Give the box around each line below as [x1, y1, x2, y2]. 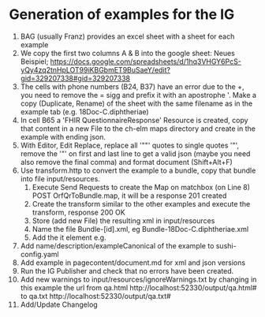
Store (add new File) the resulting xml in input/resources [32, 215, 215, 226]
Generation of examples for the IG [9, 6, 235, 24]
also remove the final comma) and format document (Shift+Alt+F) [20, 157, 233, 166]
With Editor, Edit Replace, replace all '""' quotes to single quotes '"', [20, 140, 240, 150]
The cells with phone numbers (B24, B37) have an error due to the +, [20, 81, 244, 91]
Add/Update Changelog [20, 300, 98, 309]
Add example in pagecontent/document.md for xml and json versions [20, 258, 246, 267]
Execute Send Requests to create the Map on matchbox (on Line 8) [32, 182, 251, 192]
